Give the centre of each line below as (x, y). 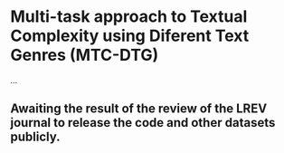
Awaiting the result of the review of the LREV (139, 109)
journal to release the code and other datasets (143, 123)
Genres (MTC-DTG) (85, 55)
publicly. (36, 137)
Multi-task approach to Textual (129, 17)
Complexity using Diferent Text (130, 36)
